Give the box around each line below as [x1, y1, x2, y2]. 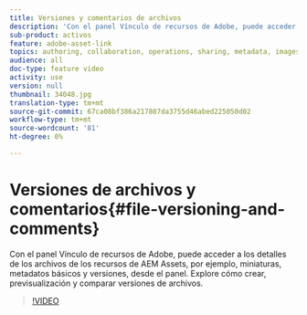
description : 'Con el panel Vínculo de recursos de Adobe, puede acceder [9, 22, 297, 31]
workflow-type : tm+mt [9, 115, 92, 124]
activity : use [9, 73, 64, 82]
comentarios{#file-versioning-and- [9, 199, 286, 220]
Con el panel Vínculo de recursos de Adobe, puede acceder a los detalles [9, 248, 287, 259]
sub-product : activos [9, 30, 92, 39]
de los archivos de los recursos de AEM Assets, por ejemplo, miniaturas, [9, 257, 282, 269]
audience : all [9, 56, 64, 65]
